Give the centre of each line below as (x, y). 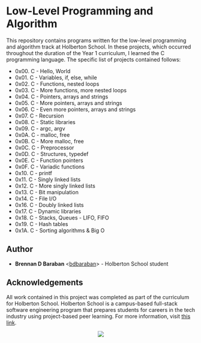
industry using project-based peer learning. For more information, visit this (98, 316)
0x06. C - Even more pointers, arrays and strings (75, 109)
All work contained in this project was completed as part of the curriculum (98, 297)
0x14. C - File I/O (36, 198)
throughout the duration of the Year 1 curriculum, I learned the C (85, 53)
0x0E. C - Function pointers (49, 160)
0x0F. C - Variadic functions (50, 167)
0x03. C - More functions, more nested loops (71, 90)
